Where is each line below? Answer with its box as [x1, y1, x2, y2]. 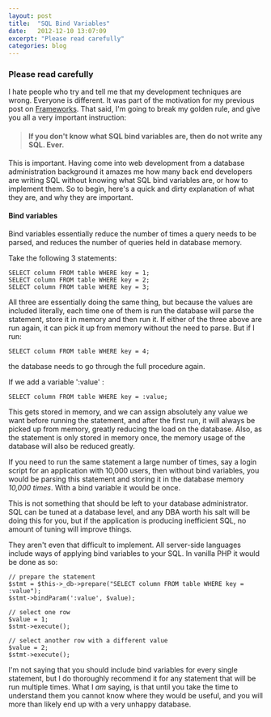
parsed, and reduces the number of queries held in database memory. [8, 237, 243, 247]
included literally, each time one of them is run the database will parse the [8, 305, 255, 316]
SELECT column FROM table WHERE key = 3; [8, 282, 150, 291]
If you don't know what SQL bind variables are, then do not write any [28, 131, 263, 142]
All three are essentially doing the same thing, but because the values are [8, 297, 253, 307]
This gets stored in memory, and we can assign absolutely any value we [8, 406, 248, 417]
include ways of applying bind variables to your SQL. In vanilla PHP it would [8, 548, 260, 558]
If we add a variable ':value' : [8, 377, 104, 387]
